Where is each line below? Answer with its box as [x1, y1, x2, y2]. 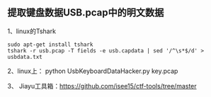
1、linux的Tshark [7, 27, 57, 35]
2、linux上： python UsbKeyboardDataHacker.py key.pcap [7, 67, 178, 75]
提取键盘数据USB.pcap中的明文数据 [7, 6, 164, 19]
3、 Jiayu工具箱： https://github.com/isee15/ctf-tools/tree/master [7, 81, 197, 90]
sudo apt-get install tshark [7, 41, 93, 48]
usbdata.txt [7, 53, 42, 60]
